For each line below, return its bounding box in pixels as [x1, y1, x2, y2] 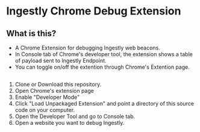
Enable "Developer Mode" [14, 93, 80, 101]
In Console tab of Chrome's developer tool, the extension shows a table [14, 51, 193, 58]
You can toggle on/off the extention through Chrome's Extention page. [14, 63, 190, 71]
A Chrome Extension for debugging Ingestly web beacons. [14, 44, 161, 51]
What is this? [6, 28, 57, 39]
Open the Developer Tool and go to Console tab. [14, 113, 136, 120]
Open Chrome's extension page [14, 87, 95, 95]
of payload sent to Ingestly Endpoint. [14, 57, 107, 64]
